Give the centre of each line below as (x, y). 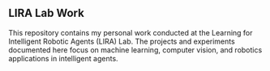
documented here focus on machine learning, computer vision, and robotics (135, 50)
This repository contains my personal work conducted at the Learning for (131, 32)
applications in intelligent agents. (64, 58)
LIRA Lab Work (47, 13)
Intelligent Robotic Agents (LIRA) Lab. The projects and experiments (122, 41)
